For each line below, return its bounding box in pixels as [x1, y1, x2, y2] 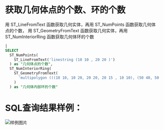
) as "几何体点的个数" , [9, 62, 53, 66]
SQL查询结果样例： [5, 102, 82, 113]
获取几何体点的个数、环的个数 [5, 4, 126, 16]
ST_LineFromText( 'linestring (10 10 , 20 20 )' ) [14, 57, 115, 62]
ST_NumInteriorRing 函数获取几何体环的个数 [5, 34, 94, 40]
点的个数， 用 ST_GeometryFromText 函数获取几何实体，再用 [5, 27, 128, 33]
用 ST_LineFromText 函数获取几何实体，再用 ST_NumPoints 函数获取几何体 [5, 22, 156, 27]
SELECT [5, 48, 19, 53]
